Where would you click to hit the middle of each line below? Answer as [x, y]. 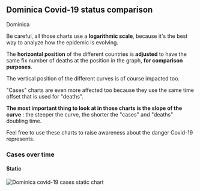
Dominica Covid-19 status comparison [80, 10]
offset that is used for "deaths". [45, 96]
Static [14, 169]
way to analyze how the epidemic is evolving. [62, 42]
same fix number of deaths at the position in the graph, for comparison [95, 60]
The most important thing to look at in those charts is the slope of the [94, 108]
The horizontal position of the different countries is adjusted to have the [97, 54]
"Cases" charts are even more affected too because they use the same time [100, 90]
